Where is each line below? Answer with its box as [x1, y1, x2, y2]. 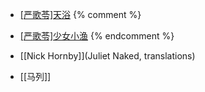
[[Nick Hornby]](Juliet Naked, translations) [19, 50, 196, 62]
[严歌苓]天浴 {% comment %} [19, 9, 142, 20]
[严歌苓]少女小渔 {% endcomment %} [19, 30, 175, 42]
